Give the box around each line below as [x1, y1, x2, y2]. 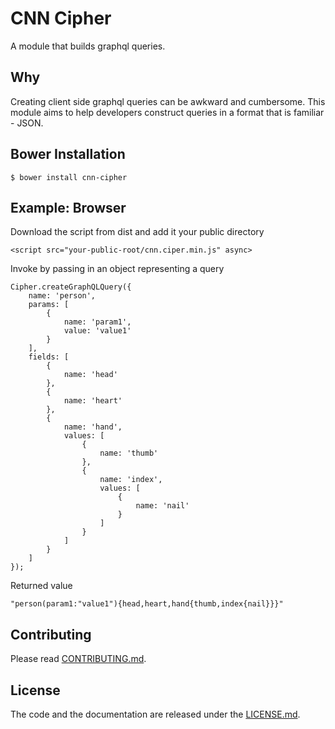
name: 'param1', [63, 317, 132, 327]
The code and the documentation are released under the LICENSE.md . [10, 708, 301, 720]
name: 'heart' [63, 396, 123, 406]
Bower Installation [10, 146, 126, 163]
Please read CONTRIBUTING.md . [10, 653, 147, 665]
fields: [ [28, 352, 70, 362]
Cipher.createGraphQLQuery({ [10, 282, 132, 292]
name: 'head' [63, 370, 118, 380]
